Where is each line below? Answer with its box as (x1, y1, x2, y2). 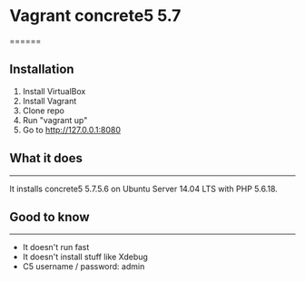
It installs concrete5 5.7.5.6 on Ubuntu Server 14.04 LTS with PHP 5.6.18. (9, 183, 279, 194)
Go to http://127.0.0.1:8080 (22, 124, 121, 135)
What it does (9, 150, 84, 166)
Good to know (9, 209, 90, 225)
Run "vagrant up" (22, 114, 88, 125)
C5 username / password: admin (22, 261, 145, 272)
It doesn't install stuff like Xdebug (22, 251, 148, 263)
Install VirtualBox (22, 85, 86, 96)
